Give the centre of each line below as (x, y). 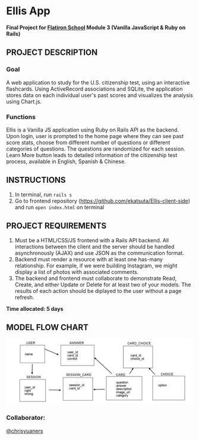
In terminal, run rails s (43, 194)
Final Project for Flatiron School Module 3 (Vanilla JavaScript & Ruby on (96, 27)
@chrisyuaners (25, 430)
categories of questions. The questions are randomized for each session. (96, 149)
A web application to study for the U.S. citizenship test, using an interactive (98, 82)
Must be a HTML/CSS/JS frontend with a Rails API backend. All (92, 240)
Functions (21, 117)
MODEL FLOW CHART (48, 327)
